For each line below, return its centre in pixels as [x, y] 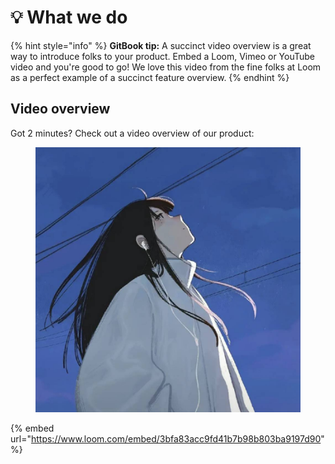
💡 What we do [69, 17]
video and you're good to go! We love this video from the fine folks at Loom [166, 67]
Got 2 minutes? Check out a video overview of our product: [132, 133]
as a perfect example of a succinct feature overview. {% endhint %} [150, 77]
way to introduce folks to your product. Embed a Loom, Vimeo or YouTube [163, 56]
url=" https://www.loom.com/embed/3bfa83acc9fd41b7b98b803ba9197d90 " [167, 438]
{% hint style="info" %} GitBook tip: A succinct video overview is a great [161, 45]
